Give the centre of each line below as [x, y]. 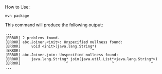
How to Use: [18, 7]
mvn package [17, 16]
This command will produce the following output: [54, 25]
